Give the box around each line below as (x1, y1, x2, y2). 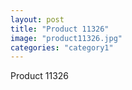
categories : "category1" (10, 42, 114, 53)
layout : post (10, 14, 65, 25)
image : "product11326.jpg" (10, 33, 123, 43)
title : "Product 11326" (10, 24, 110, 34)
